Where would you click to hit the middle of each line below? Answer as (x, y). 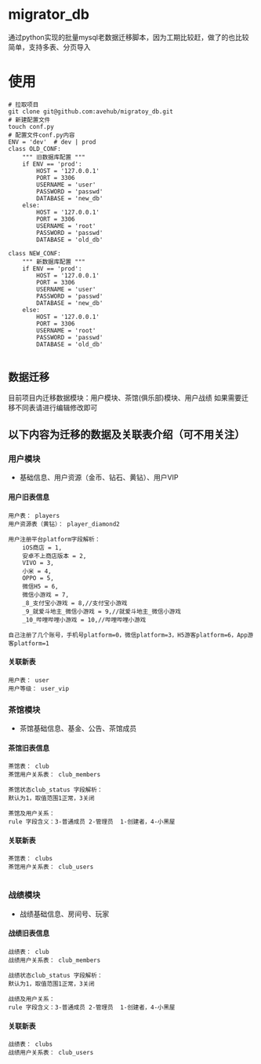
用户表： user (29, 680)
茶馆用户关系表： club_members (54, 775)
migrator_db (49, 15)
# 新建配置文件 (29, 119)
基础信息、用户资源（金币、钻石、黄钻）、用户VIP (99, 478)
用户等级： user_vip (38, 688)
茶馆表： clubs (31, 859)
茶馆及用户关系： (32, 814)
